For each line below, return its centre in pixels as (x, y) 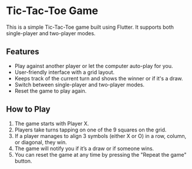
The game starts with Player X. (52, 123)
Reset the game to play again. (50, 91)
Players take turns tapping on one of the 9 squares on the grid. (90, 130)
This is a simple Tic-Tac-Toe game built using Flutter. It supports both (90, 27)
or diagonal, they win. (41, 142)
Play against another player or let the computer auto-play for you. (94, 66)
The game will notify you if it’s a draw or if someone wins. (84, 148)
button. (23, 161)
